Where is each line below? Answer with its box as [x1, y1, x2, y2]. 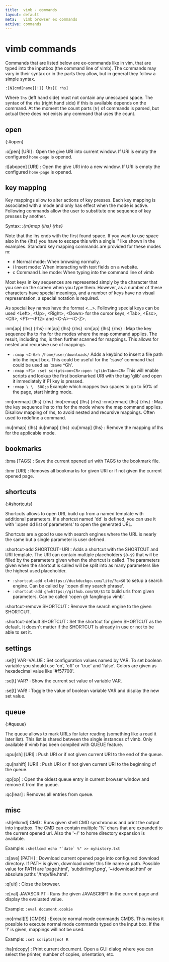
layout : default [5, 12, 39, 17]
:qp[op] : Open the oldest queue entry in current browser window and [5, 776, 149, 782]
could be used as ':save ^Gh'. [12, 362, 73, 368]
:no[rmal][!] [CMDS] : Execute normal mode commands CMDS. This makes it [5, 916, 164, 922]
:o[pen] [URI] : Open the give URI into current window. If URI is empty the [5, 148, 157, 154]
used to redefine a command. [5, 414, 66, 420]
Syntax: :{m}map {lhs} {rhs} [5, 223, 63, 229]
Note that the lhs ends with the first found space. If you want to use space [5, 233, 159, 239]
